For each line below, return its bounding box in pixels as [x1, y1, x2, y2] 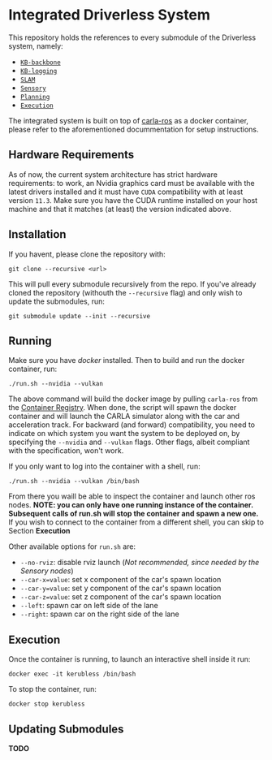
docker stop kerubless [8, 700, 85, 708]
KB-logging [19, 67, 58, 75]
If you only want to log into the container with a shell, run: [8, 461, 201, 472]
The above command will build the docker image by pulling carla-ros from [8, 394, 258, 404]
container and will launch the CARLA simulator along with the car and [8, 412, 240, 421]
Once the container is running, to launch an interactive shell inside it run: [8, 654, 251, 664]
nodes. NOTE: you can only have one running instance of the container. [8, 500, 253, 510]
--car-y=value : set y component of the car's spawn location [19, 583, 222, 594]
